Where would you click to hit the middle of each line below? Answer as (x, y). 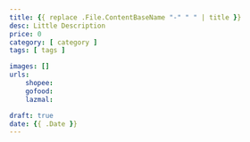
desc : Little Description (57, 26)
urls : (19, 75)
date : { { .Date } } (43, 124)
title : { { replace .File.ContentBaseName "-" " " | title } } (125, 17)
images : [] (29, 67)
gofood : (39, 91)
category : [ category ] (54, 42)
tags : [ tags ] (37, 51)
